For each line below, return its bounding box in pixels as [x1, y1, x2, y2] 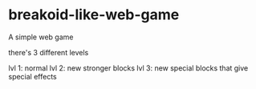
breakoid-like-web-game [8, 6, 180, 24]
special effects [8, 71, 58, 81]
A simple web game [8, 32, 74, 42]
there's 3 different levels [8, 47, 89, 57]
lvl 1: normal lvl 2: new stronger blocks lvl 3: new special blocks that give [8, 63, 249, 73]
